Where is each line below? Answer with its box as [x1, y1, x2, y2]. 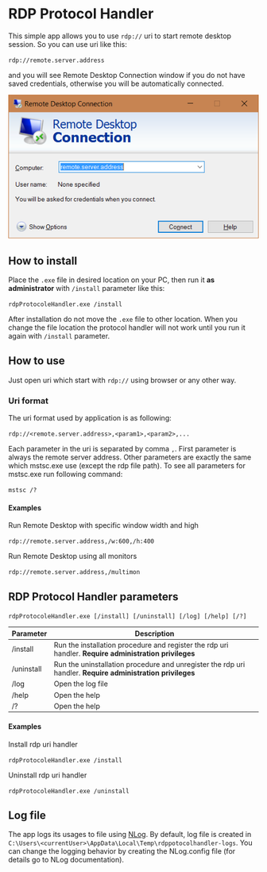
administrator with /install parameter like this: [8, 283, 165, 293]
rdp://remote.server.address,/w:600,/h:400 [8, 537, 155, 545]
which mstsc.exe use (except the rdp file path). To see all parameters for [8, 461, 246, 471]
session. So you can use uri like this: [8, 39, 127, 48]
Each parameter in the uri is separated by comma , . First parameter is [8, 444, 237, 454]
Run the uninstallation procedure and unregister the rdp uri [53, 660, 246, 669]
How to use [8, 355, 65, 368]
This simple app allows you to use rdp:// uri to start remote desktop [8, 31, 232, 41]
